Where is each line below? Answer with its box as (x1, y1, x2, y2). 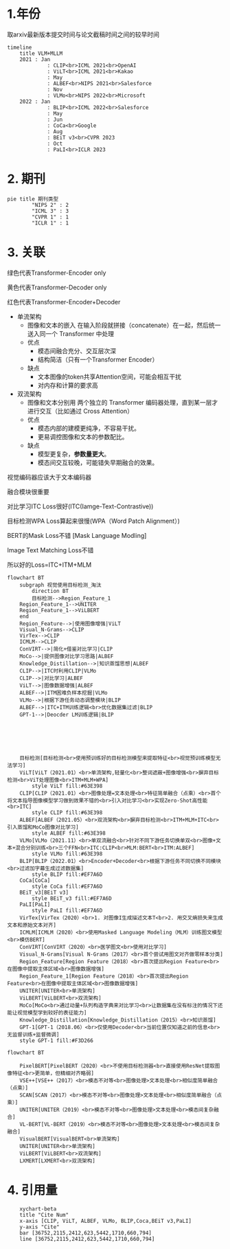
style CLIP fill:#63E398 (32, 809, 103, 816)
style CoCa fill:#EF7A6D (32, 883, 103, 890)
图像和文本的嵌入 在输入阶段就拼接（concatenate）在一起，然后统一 (27, 321, 221, 329)
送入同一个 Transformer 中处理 (27, 329, 115, 337)
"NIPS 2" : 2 (32, 201, 69, 208)
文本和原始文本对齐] (7, 921, 57, 928)
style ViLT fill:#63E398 (32, 783, 103, 789)
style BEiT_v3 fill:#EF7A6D (32, 894, 112, 902)
